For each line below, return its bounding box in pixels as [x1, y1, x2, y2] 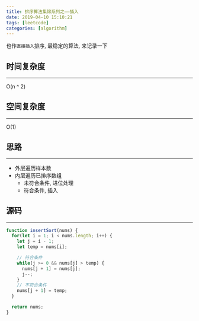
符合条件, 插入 [23, 186, 58, 193]
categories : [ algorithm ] [6, 25, 68, 31]
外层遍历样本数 [14, 164, 52, 171]
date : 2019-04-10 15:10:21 [6, 14, 73, 20]
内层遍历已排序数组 [14, 171, 62, 179]
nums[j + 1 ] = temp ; [17, 288, 68, 294]
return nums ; [11, 304, 44, 310]
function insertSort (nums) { [6, 227, 78, 233]
